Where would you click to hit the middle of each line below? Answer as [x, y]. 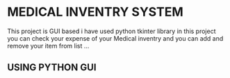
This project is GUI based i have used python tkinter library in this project [112, 31]
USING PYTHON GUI [52, 67]
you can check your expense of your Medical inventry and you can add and [115, 38]
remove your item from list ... [48, 46]
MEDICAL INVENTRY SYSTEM [96, 12]
